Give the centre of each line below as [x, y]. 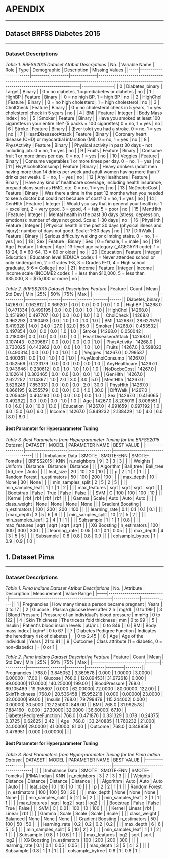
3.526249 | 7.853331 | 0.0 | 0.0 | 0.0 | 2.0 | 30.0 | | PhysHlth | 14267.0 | [78, 385]
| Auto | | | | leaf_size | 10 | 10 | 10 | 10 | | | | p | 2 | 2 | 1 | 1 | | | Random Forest [83, 786]
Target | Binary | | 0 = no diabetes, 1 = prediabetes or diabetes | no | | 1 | [80, 92]
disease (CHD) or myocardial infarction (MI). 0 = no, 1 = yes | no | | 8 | [77, 140]
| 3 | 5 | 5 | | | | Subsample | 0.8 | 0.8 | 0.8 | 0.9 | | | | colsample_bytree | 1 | [82, 536]
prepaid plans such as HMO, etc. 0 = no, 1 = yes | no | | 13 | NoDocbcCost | [83, 188]
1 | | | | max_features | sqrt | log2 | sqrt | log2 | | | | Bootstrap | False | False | [84, 803]
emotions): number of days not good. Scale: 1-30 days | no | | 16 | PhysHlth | [84, 220]
